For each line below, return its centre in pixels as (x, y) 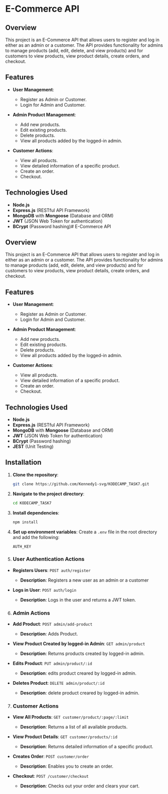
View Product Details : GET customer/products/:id (65, 737)
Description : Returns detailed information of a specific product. (87, 747)
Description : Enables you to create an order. (67, 766)
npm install (25, 522)
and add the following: (36, 537)
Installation (23, 463)
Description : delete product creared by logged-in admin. (80, 693)
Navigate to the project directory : (48, 494)
